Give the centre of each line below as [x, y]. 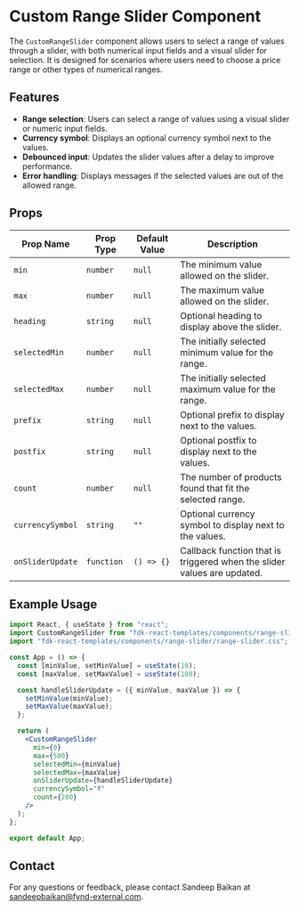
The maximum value [222, 289]
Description [233, 244]
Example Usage [53, 604]
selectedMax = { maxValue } [77, 772]
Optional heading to [221, 315]
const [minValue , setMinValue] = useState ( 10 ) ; [107, 665]
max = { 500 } [51, 756]
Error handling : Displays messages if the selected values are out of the [153, 175]
